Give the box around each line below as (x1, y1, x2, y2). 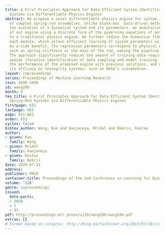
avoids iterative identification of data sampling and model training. (9, 57, 160, 62)
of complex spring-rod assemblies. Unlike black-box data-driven (9, 21, 148, 26)
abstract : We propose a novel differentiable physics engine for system (5, 16, 157, 21)
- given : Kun (5, 135, 32, 140)
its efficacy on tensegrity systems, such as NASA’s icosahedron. (9, 67, 148, 72)
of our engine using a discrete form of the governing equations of (9, 30, 153, 35)
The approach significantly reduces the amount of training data (9, 52, 146, 58)
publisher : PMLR (5, 171, 38, 177)
